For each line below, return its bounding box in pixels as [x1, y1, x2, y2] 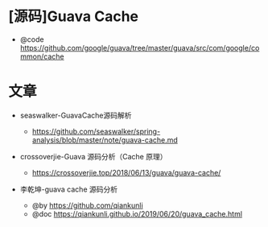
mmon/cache [19, 52, 64, 61]
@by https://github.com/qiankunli [31, 200, 143, 210]
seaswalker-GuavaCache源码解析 [19, 110, 132, 120]
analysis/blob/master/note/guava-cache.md [31, 134, 179, 145]
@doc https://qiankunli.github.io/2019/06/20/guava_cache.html [31, 208, 243, 218]
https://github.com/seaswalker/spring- [31, 126, 161, 136]
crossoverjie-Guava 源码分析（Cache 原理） [19, 151, 167, 161]
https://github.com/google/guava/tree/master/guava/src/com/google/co [19, 43, 260, 52]
